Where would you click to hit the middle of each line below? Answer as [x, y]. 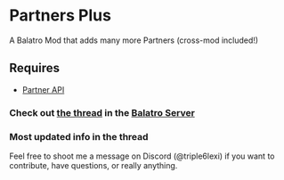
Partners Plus [60, 16]
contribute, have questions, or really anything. [93, 165]
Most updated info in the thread [79, 136]
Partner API [43, 89]
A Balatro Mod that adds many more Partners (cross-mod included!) [134, 40]
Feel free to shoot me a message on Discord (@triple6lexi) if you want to [142, 156]
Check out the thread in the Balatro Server [102, 112]
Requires [35, 68]
